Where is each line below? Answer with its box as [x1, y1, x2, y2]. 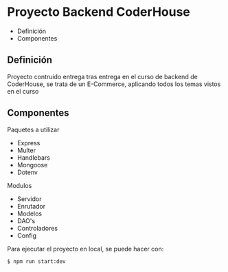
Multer [16, 146, 36, 154]
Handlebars [16, 153, 50, 162]
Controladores [16, 224, 58, 232]
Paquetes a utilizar [7, 125, 60, 134]
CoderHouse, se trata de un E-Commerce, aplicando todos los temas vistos [7, 80, 221, 88]
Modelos [16, 209, 43, 218]
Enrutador [16, 202, 46, 210]
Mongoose [16, 160, 48, 169]
